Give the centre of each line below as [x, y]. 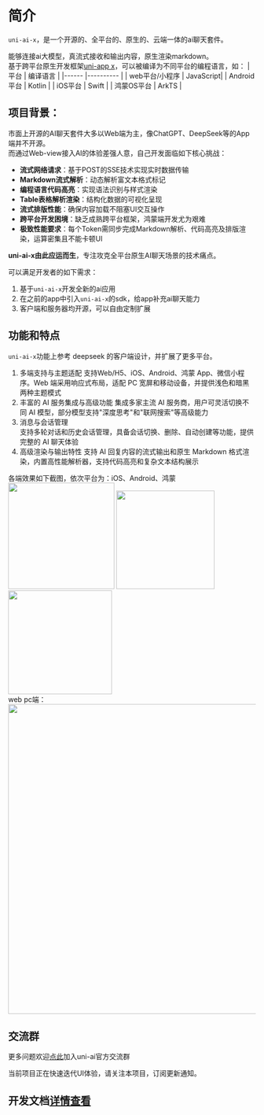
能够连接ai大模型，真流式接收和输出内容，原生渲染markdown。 [111, 56]
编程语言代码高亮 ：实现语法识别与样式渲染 [88, 189]
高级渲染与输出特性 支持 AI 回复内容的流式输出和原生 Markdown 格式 [131, 451]
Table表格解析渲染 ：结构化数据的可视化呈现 [91, 199]
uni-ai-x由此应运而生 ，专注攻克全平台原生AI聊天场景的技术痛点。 [114, 255]
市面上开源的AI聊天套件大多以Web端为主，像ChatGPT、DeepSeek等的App [129, 133]
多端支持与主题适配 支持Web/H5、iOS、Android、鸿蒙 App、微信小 [128, 373]
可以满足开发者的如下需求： [53, 271]
